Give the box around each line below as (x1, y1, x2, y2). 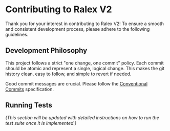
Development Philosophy (5, 46, 88, 55)
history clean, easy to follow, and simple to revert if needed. (5, 71, 132, 77)
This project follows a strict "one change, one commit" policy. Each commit (5, 60, 164, 66)
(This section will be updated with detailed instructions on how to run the (5, 114, 160, 121)
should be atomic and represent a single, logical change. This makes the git (5, 65, 165, 71)
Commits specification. (5, 86, 54, 92)
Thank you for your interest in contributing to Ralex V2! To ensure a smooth (5, 20, 164, 27)
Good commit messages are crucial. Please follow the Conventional (5, 80, 147, 86)
